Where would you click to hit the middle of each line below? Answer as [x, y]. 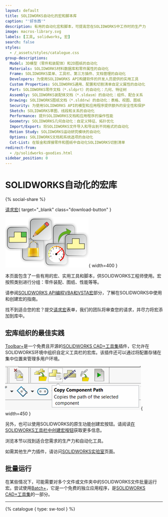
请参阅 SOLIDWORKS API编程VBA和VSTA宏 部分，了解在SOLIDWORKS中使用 [84, 293]
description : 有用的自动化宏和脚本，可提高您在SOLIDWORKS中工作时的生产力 [76, 26]
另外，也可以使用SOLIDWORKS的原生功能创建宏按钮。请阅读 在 [70, 424]
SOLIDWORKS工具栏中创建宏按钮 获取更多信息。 [55, 430]
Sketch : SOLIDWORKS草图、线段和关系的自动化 [52, 111]
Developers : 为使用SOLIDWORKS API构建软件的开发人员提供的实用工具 [74, 79]
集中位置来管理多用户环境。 [34, 358]
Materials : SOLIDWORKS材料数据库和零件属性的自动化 [59, 68]
